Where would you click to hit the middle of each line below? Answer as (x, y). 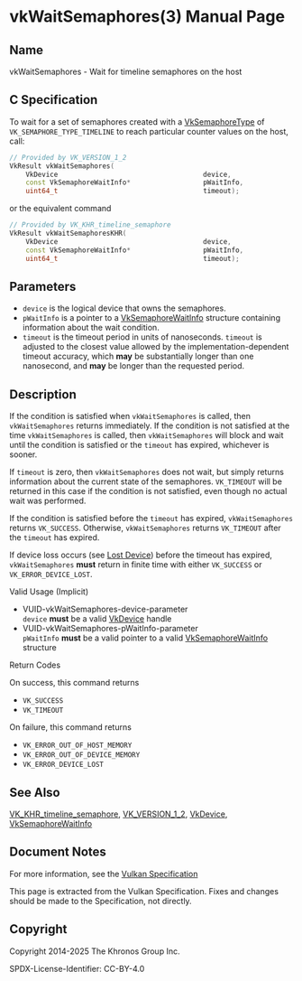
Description (43, 394)
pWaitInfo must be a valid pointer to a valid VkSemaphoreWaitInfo (145, 638)
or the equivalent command (60, 209)
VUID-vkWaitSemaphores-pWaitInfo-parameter (110, 629)
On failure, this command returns (71, 727)
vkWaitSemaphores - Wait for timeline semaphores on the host (126, 71)
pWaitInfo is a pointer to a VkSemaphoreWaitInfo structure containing (151, 318)
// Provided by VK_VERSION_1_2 (68, 157)
